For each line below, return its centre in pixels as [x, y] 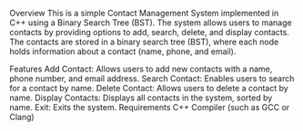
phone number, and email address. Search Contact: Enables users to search [152, 79]
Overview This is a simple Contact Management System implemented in [144, 13]
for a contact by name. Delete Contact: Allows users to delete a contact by [149, 88]
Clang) [22, 117]
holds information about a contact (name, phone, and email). [123, 51]
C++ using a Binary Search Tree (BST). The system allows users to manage [151, 23]
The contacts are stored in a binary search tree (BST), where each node [144, 42]
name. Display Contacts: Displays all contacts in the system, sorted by [141, 98]
